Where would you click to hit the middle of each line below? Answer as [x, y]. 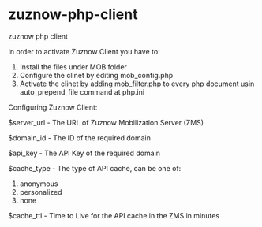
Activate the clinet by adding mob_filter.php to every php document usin [137, 84]
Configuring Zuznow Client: [53, 107]
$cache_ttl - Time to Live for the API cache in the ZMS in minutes [114, 215]
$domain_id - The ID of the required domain [80, 138]
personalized [41, 192]
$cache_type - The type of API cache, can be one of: [95, 168]
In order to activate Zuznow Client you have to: [84, 51]
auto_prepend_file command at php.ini [82, 91]
